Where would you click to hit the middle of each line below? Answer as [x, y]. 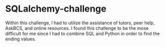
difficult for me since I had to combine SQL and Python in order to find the [82, 33]
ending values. [21, 39]
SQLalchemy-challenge [56, 9]
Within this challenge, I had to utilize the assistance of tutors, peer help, [80, 23]
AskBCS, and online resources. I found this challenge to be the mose [77, 28]
